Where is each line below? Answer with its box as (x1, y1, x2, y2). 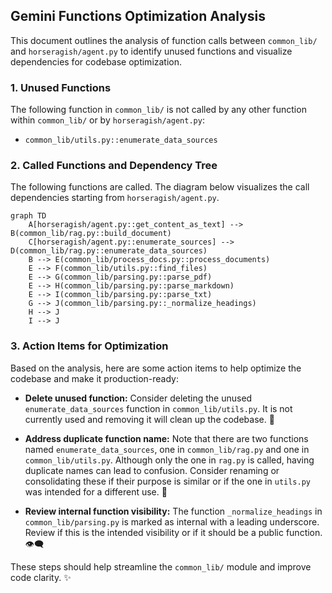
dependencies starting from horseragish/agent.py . (10, 192, 220, 204)
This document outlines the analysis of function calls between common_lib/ (10, 34, 318, 46)
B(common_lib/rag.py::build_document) (10, 229, 172, 239)
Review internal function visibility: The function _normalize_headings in (24, 505, 323, 517)
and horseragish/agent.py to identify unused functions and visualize (10, 45, 293, 57)
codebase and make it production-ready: (10, 372, 180, 384)
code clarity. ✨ (10, 571, 72, 583)
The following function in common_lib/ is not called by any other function (10, 104, 307, 116)
